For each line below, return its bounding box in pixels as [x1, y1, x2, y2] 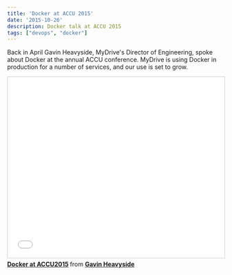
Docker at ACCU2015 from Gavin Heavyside [7, 260, 135, 269]
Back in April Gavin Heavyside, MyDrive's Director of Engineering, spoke [7, 48, 213, 57]
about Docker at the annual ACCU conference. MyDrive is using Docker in [7, 56, 217, 64]
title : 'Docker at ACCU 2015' [7, 10, 94, 17]
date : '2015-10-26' [7, 17, 63, 23]
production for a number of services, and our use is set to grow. [7, 63, 188, 71]
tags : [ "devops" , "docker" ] [7, 29, 88, 37]
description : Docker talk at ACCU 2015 [7, 23, 122, 30]
